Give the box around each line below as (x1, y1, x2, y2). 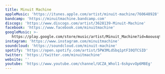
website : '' (5, 57, 29, 62)
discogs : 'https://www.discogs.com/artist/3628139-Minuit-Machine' (5, 20, 146, 26)
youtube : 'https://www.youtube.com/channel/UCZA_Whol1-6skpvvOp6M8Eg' (5, 61, 153, 66)
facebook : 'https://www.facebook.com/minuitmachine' (5, 25, 115, 30)
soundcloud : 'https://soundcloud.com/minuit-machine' (5, 43, 118, 48)
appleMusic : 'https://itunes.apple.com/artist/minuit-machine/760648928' (5, 12, 160, 17)
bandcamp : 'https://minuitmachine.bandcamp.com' (5, 16, 107, 21)
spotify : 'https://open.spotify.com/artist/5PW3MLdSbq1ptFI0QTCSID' (5, 48, 148, 53)
